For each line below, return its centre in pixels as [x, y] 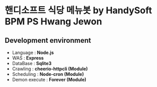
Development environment [48, 40]
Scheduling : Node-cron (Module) [48, 74]
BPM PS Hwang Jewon [53, 22]
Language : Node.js [33, 52]
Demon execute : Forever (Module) [49, 80]
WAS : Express [28, 58]
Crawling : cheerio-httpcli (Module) [50, 69]
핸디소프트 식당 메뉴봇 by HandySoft [78, 10]
